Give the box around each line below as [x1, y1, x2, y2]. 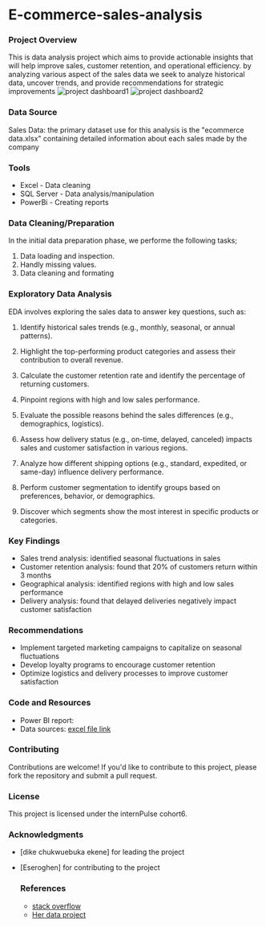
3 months [19, 570, 52, 580]
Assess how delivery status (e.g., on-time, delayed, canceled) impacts [19, 434, 252, 443]
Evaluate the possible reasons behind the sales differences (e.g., [19, 410, 234, 419]
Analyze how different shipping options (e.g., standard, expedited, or [19, 458, 248, 468]
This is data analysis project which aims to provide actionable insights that [8, 52, 254, 62]
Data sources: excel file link [19, 724, 111, 733]
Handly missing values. [19, 259, 97, 270]
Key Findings [8, 535, 60, 546]
